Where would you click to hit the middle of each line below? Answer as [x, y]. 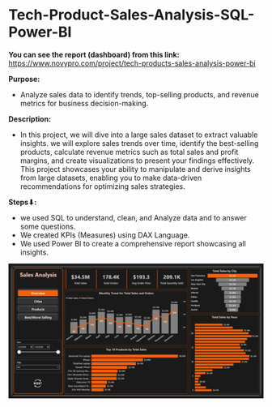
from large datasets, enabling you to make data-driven [111, 178]
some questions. [48, 226]
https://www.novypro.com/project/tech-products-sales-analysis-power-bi [132, 63]
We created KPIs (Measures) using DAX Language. [105, 235]
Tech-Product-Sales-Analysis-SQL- [132, 15]
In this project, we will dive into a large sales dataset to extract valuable [139, 135]
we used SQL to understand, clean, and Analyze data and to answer [133, 217]
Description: [30, 118]
